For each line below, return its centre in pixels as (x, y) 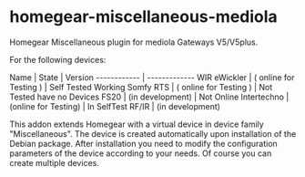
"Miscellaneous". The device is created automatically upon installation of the (153, 133)
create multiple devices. (55, 162)
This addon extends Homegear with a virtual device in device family (137, 124)
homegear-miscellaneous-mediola (143, 17)
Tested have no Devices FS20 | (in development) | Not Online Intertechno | (149, 97)
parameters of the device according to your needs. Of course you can (141, 153)
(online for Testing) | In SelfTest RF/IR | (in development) (115, 106)
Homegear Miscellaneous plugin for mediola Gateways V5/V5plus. (134, 42)
